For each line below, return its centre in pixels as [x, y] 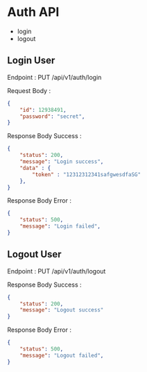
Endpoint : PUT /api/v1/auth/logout [57, 271]
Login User [31, 61]
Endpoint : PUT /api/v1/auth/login [54, 77]
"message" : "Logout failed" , [62, 355]
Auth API [33, 12]
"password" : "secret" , [52, 116]
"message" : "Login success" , [62, 162]
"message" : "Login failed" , [60, 226]
